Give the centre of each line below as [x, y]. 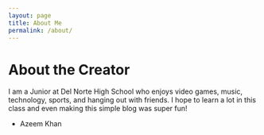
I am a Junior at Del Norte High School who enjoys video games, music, [126, 91]
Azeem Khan [41, 124]
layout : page [30, 15]
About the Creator [69, 69]
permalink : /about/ [41, 30]
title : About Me [35, 23]
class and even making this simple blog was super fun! [98, 109]
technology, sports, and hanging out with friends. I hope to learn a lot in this [132, 100]
